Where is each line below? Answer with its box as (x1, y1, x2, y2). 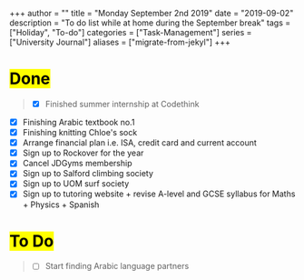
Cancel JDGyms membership (22, 158, 132, 169)
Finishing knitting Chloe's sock (22, 127, 138, 138)
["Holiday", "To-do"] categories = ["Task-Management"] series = (9, 27, 252, 37)
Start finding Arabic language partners (44, 261, 190, 272)
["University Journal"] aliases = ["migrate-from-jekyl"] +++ (9, 36, 231, 47)
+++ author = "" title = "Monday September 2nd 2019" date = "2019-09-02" (9, 8, 294, 18)
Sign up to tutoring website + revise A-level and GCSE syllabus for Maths (22, 188, 296, 199)
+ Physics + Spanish (22, 199, 100, 210)
